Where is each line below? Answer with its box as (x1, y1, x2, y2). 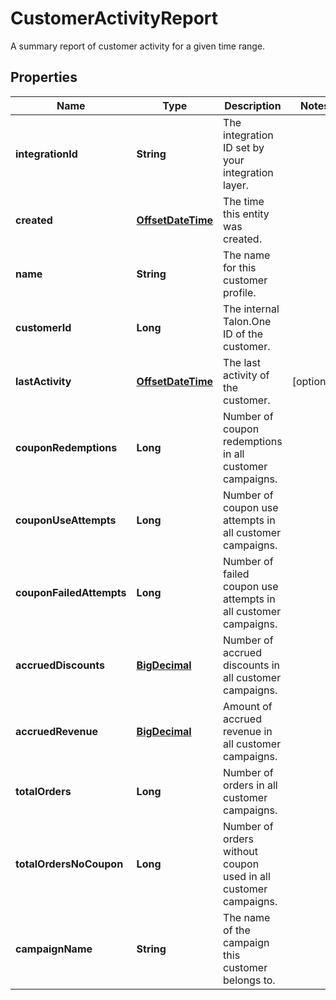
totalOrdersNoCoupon (15, 857, 124, 871)
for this (223, 260, 257, 274)
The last (223, 355, 262, 369)
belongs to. (223, 973, 276, 987)
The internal (223, 302, 280, 316)
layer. (223, 178, 250, 192)
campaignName (15, 942, 93, 956)
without (223, 844, 259, 858)
